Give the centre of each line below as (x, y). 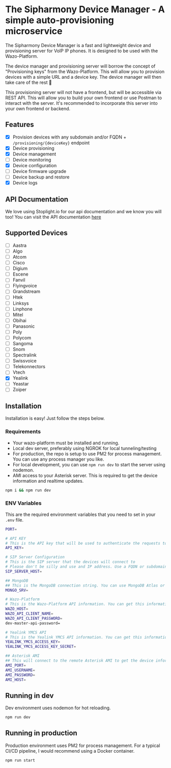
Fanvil (19, 280)
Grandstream (26, 291)
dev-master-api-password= (33, 623)
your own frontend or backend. (38, 108)
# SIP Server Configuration (35, 557)
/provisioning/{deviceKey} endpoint (51, 143)
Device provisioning (33, 148)
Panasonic (24, 326)
